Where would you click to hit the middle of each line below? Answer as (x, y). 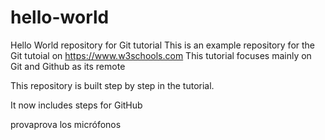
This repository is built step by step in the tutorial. (112, 85)
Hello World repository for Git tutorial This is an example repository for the (163, 45)
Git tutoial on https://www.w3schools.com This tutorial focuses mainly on (161, 55)
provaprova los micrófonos (66, 124)
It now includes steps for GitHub (76, 105)
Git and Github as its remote (68, 66)
